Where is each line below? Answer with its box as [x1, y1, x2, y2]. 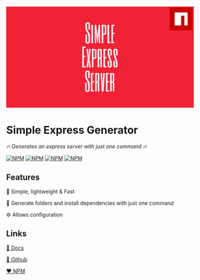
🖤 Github [6, 256, 28, 263]
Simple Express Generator [6, 123, 138, 137]
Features [6, 172, 40, 182]
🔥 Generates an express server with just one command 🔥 [6, 143, 147, 150]
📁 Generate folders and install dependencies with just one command [6, 199, 174, 207]
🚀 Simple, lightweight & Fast [6, 188, 75, 195]
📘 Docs [6, 244, 24, 251]
